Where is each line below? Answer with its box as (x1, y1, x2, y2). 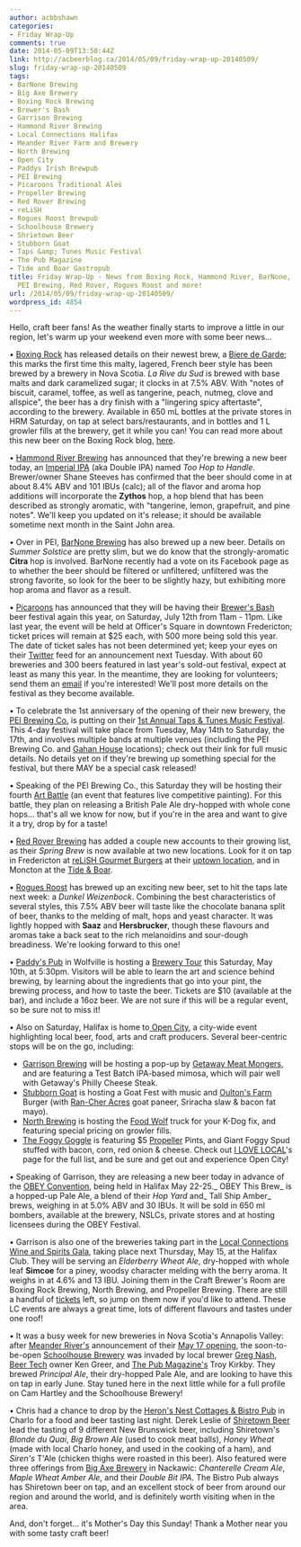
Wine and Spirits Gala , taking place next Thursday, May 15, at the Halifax (9, 1247, 278, 1257)
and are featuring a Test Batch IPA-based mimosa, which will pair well (22, 1068, 280, 1079)
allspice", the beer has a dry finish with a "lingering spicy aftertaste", (9, 397, 262, 407)
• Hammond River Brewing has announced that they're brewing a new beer (9, 452, 288, 463)
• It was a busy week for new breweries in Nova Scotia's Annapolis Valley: (9, 1330, 285, 1341)
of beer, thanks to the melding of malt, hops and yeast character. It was (9, 910, 274, 922)
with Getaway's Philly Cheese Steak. (22, 1078, 158, 1088)
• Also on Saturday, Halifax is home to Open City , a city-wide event (9, 1022, 258, 1033)
